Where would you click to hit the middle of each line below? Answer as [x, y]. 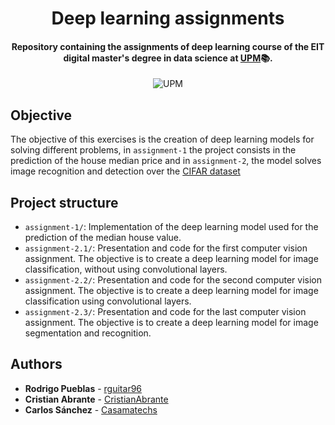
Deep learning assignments [168, 18]
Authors [36, 364]
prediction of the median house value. [103, 238]
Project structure [64, 202]
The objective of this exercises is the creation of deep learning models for [162, 139]
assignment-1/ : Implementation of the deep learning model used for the [171, 227]
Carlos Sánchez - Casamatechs [91, 409]
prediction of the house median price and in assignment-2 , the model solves [166, 161]
